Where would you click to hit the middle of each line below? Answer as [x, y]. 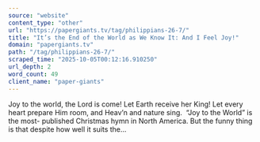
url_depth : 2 [30, 67]
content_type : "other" [46, 23]
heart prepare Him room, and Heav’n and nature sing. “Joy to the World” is [130, 112]
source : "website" [38, 15]
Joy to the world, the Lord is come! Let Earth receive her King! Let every [126, 104]
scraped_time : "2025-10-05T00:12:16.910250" [83, 60]
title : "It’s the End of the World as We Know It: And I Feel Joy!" [124, 37]
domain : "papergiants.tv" [51, 45]
